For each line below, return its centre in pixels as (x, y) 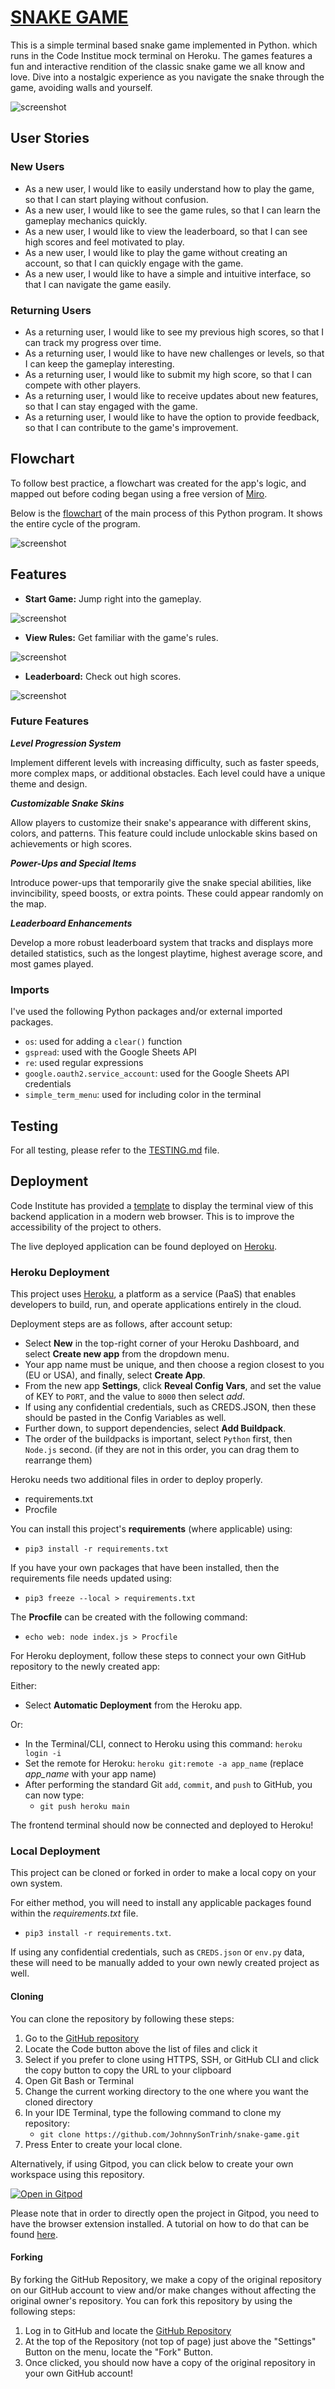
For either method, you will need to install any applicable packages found (161, 1903)
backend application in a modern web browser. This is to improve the (152, 1216)
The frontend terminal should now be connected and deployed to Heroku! (162, 1825)
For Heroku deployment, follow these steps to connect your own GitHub (158, 1656)
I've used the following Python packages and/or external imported (146, 1012)
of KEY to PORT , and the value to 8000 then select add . (135, 1397)
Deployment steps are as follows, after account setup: (121, 1324)
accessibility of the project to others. (86, 1227)
